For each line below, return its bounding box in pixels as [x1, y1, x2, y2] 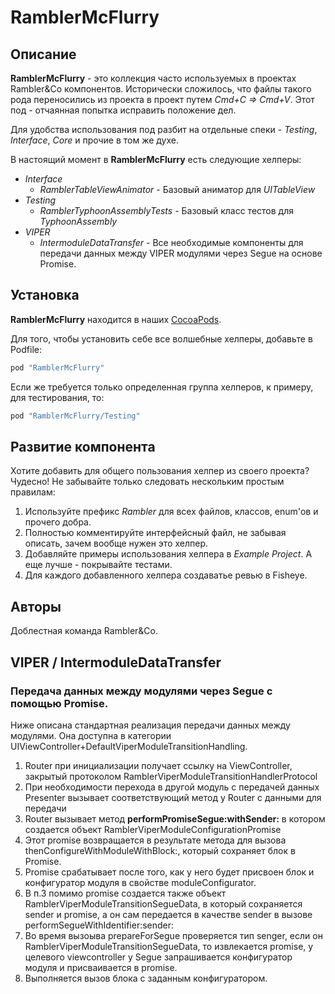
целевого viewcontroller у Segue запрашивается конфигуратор [24, 951, 293, 963]
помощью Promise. [10, 696, 109, 710]
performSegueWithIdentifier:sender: [24, 919, 175, 931]
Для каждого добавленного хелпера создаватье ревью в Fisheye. [24, 569, 308, 581]
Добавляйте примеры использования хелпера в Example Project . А [24, 548, 313, 560]
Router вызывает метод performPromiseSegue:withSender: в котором [24, 812, 326, 825]
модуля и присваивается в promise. [24, 961, 178, 973]
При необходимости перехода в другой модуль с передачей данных [24, 781, 320, 793]
